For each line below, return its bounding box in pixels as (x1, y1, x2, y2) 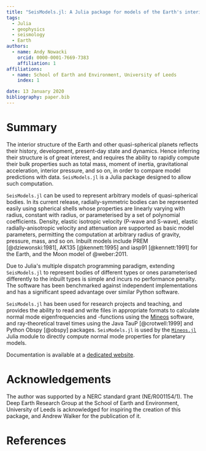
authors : (6, 44, 29, 50)
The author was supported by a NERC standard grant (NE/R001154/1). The (6, 393, 193, 400)
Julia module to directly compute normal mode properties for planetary (6, 332, 186, 340)
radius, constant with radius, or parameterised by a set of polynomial (6, 211, 181, 218)
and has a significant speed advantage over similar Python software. (6, 288, 180, 295)
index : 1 (17, 77, 40, 83)
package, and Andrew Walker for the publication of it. (6, 412, 142, 420)
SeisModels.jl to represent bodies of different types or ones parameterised (6, 268, 197, 276)
